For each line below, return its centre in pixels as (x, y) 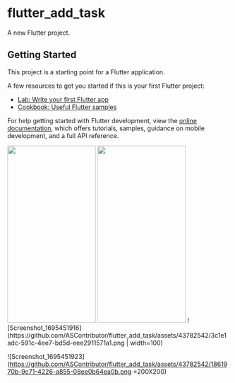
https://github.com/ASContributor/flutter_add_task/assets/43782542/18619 (119, 364)
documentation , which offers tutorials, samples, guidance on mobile (106, 128)
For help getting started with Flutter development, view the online (102, 120)
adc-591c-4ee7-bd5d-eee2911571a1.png (66, 343)
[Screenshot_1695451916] (44, 328)
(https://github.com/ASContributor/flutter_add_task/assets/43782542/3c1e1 (117, 335)
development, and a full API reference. (63, 135)
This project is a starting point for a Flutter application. (86, 72)
